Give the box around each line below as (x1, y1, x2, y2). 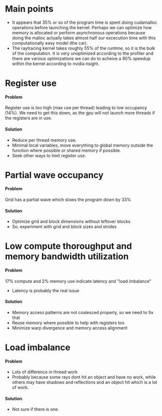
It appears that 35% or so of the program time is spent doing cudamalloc (12, 19, 157, 25)
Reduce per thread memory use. (12, 137, 77, 143)
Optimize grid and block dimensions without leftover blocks (12, 218, 131, 224)
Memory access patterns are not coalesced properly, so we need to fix (12, 309, 154, 315)
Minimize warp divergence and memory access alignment (12, 325, 128, 331)
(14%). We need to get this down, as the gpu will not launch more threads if (5, 110, 155, 116)
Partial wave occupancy (5, 169, 104, 181)
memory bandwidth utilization (5, 251, 129, 262)
